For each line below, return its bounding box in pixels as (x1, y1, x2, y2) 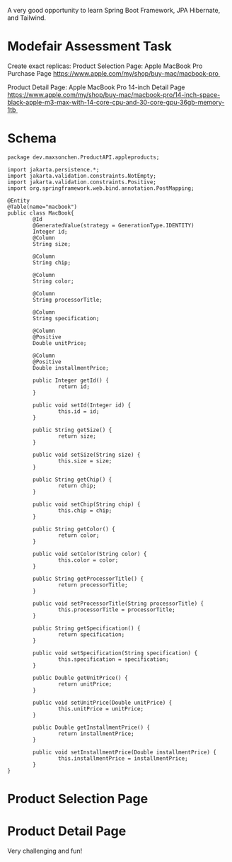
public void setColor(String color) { (33, 550, 147, 557)
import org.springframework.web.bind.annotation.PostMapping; (7, 184, 195, 192)
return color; (57, 531, 100, 539)
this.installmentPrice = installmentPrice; (57, 754, 189, 762)
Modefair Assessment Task (7, 38, 172, 55)
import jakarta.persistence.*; (7, 166, 100, 173)
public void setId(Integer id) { (33, 402, 132, 409)
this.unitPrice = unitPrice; (57, 705, 144, 713)
